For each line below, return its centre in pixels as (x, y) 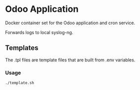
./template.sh (20, 83)
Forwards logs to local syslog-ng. (39, 32)
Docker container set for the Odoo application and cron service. (70, 23)
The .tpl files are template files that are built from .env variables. (70, 60)
